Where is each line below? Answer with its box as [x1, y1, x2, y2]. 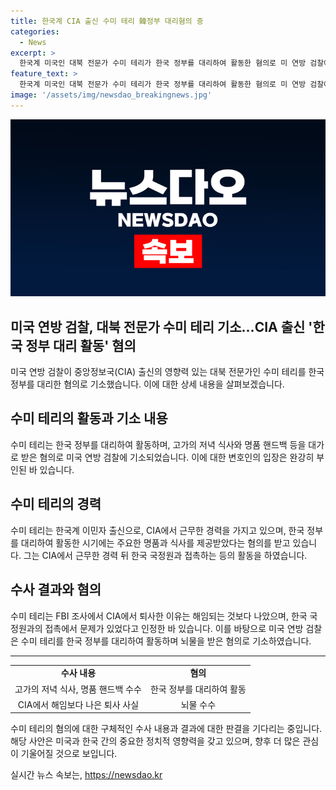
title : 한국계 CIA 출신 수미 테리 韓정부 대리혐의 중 [10, 16, 204, 26]
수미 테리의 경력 [10, 496, 102, 513]
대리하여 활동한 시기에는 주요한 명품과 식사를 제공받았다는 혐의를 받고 [20, 536, 291, 549]
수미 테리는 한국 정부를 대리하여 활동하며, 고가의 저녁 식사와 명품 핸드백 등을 [10, 438, 307, 450]
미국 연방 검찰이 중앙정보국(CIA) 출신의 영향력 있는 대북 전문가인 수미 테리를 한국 [10, 366, 325, 378]
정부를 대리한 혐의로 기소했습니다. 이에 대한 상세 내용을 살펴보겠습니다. [10, 378, 285, 390]
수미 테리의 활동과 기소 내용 [10, 410, 168, 427]
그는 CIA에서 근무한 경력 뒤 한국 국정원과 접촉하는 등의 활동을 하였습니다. [23, 549, 308, 561]
